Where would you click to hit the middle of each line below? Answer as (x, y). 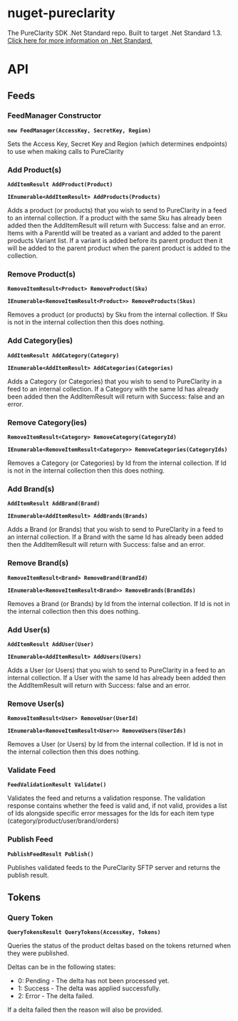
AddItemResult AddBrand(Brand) (54, 504)
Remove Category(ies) (47, 422)
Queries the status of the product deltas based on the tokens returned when (119, 945)
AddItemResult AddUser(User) (51, 644)
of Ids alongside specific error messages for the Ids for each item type (111, 814)
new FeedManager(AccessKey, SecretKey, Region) (79, 130)
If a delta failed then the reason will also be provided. (85, 1010)
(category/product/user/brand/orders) (63, 821)
